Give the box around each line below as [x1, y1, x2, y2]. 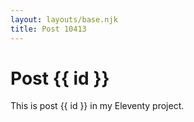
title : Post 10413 [10, 24, 87, 34]
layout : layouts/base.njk [10, 14, 118, 25]
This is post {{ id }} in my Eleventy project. [10, 100, 185, 112]
